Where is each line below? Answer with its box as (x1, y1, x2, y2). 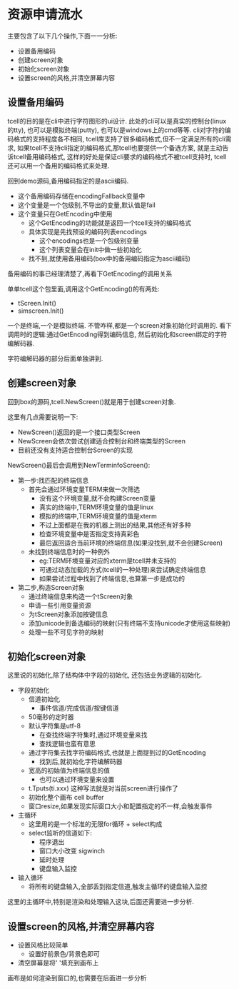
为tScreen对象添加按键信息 (28, 610, 108, 618)
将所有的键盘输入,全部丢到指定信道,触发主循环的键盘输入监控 (28, 883, 208, 891)
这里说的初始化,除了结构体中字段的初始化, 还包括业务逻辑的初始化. (7, 671, 203, 679)
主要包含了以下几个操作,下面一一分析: (7, 31, 118, 40)
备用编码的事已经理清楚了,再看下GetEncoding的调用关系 (7, 269, 173, 278)
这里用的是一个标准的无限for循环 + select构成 (28, 820, 163, 828)
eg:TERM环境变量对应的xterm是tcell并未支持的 (39, 556, 177, 565)
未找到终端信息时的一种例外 (28, 547, 111, 556)
